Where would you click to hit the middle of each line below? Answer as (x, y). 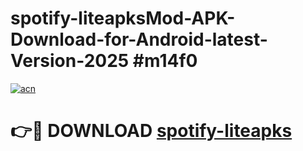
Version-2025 (70, 61)
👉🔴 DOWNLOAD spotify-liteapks (151, 131)
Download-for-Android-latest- (139, 39)
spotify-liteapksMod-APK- (123, 18)
